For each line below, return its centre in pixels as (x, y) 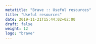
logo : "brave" (20, 33)
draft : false (19, 24)
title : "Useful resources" (34, 15)
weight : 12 (17, 29)
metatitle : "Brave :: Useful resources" (49, 10)
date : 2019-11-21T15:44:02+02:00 (40, 19)
